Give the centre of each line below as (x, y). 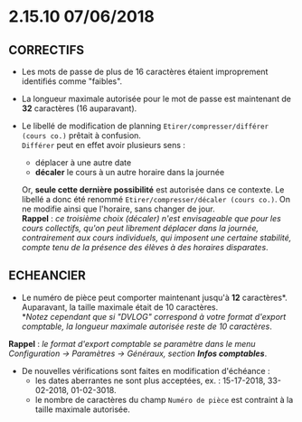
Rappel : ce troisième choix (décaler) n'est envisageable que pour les (151, 218)
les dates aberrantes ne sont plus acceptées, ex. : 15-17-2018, (150, 380)
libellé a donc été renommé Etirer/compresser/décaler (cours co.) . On (156, 199)
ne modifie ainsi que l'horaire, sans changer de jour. (118, 209)
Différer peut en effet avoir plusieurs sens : (104, 145)
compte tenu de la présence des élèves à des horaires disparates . (145, 247)
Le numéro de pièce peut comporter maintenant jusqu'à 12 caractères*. (154, 297)
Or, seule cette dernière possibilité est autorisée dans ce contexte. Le (153, 190)
